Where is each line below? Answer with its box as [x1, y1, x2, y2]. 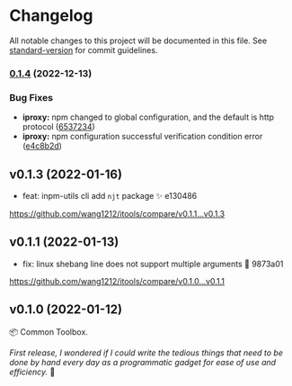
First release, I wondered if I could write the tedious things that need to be [9, 347, 283, 358]
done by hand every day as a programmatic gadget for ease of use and [9, 356, 277, 367]
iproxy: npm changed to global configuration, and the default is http [22, 112, 275, 122]
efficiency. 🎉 [9, 366, 56, 377]
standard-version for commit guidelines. [9, 44, 158, 55]
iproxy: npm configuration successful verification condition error [22, 131, 263, 142]
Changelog [9, 5, 93, 26]
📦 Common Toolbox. [9, 326, 88, 337]
